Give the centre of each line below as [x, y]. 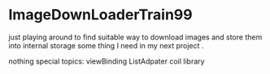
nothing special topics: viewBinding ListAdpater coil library [107, 61]
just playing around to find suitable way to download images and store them [135, 37]
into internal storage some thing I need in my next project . [106, 45]
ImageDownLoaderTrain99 [100, 15]
